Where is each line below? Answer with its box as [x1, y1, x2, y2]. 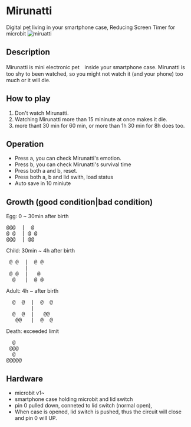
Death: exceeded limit [6, 328, 59, 335]
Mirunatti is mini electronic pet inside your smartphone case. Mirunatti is [6, 63, 186, 70]
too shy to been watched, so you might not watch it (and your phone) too [6, 70, 184, 77]
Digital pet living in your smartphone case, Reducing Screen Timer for [6, 24, 176, 31]
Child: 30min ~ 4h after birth [6, 247, 75, 254]
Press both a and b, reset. [14, 167, 78, 174]
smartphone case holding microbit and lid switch [14, 396, 133, 403]
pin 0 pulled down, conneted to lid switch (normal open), [14, 402, 152, 409]
